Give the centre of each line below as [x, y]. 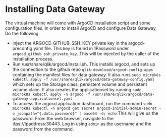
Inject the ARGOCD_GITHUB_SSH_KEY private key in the [70, 43]
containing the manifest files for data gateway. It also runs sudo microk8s [86, 74]
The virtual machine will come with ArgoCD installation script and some [78, 23]
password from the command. [43, 129]
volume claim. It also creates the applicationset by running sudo [77, 89]
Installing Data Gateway [55, 9]
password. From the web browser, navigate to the [63, 118]
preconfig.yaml [28, 48]
